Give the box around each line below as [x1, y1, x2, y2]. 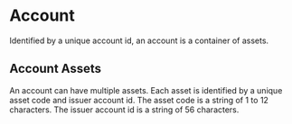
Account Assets [9, 61, 102, 76]
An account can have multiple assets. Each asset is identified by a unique [9, 84, 283, 95]
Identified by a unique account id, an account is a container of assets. [9, 35, 269, 46]
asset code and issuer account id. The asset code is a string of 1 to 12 [9, 94, 269, 105]
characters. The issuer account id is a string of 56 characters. [9, 104, 240, 115]
